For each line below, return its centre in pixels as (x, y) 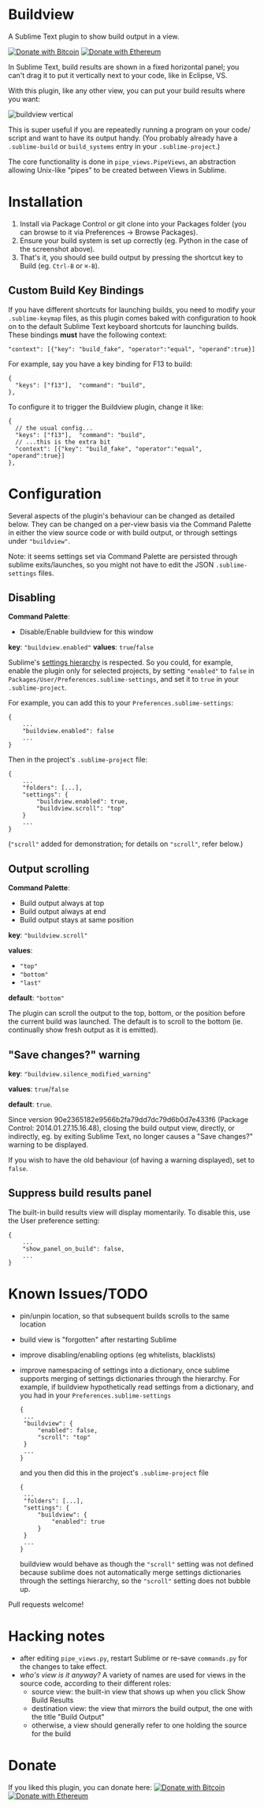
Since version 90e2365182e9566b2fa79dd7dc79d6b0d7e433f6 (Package (128, 1120)
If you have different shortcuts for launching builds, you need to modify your (132, 309)
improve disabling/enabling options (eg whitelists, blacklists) (117, 1354)
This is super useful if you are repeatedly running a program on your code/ (129, 129)
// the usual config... (54, 428)
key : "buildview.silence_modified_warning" (80, 1074)
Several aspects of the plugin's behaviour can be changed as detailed (121, 515)
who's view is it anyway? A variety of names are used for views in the (133, 1675)
